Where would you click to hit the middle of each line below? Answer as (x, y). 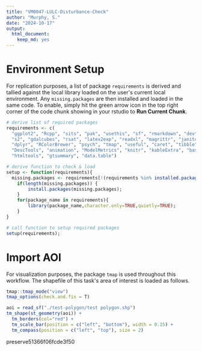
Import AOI (34, 257)
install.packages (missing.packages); (75, 189)
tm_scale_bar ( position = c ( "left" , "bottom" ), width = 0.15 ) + (92, 325)
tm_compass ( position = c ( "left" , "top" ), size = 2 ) (78, 330)
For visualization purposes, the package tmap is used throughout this (91, 274)
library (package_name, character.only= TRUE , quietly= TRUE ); (102, 206)
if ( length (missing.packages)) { (57, 184)
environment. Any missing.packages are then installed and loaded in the (95, 98)
